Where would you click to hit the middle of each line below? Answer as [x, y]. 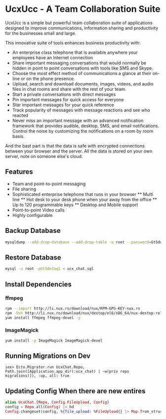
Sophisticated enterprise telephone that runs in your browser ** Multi [83, 194]
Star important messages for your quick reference [63, 105]
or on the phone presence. [48, 78]
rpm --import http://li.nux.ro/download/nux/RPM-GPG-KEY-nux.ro [73, 308]
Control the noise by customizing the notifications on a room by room [83, 131]
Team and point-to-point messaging [49, 184]
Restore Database [33, 257]
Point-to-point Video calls [39, 210]
